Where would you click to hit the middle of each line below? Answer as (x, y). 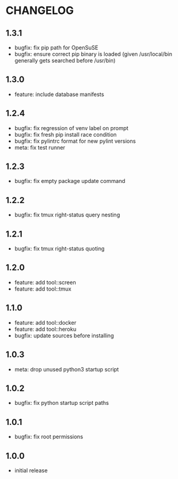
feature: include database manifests (59, 94)
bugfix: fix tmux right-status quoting (59, 249)
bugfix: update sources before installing (64, 336)
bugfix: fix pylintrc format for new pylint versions (75, 141)
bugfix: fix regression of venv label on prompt (71, 128)
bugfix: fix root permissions (49, 437)
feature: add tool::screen (45, 282)
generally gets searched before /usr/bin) (65, 60)
